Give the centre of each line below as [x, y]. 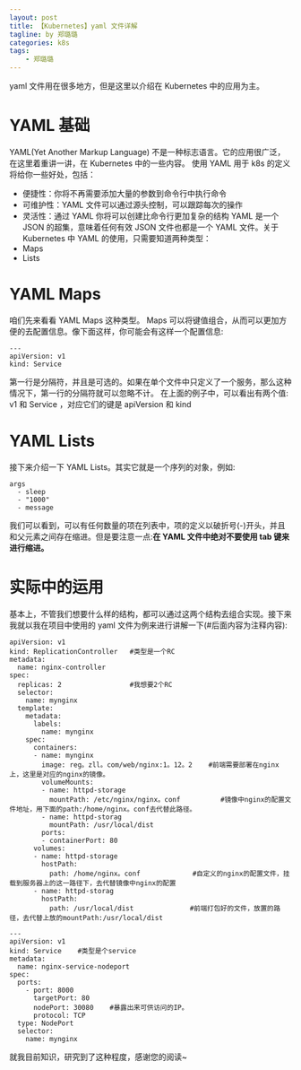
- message [35, 508]
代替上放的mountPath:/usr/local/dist [96, 918]
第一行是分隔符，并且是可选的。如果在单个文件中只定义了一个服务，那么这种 [150, 381]
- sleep [32, 492]
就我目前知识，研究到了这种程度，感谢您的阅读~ [99, 1057]
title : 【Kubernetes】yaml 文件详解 [73, 26]
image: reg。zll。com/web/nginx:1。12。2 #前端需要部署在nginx [160, 765]
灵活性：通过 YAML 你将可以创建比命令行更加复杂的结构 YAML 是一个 [150, 215]
